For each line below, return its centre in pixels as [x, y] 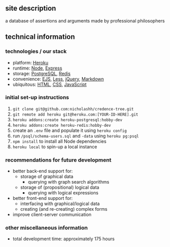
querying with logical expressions [63, 193]
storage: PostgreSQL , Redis [41, 73]
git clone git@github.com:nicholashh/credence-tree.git [73, 109]
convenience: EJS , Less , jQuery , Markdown [58, 79]
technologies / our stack [36, 52]
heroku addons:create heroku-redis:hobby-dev [62, 125]
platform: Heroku [30, 62]
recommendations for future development [59, 160]
